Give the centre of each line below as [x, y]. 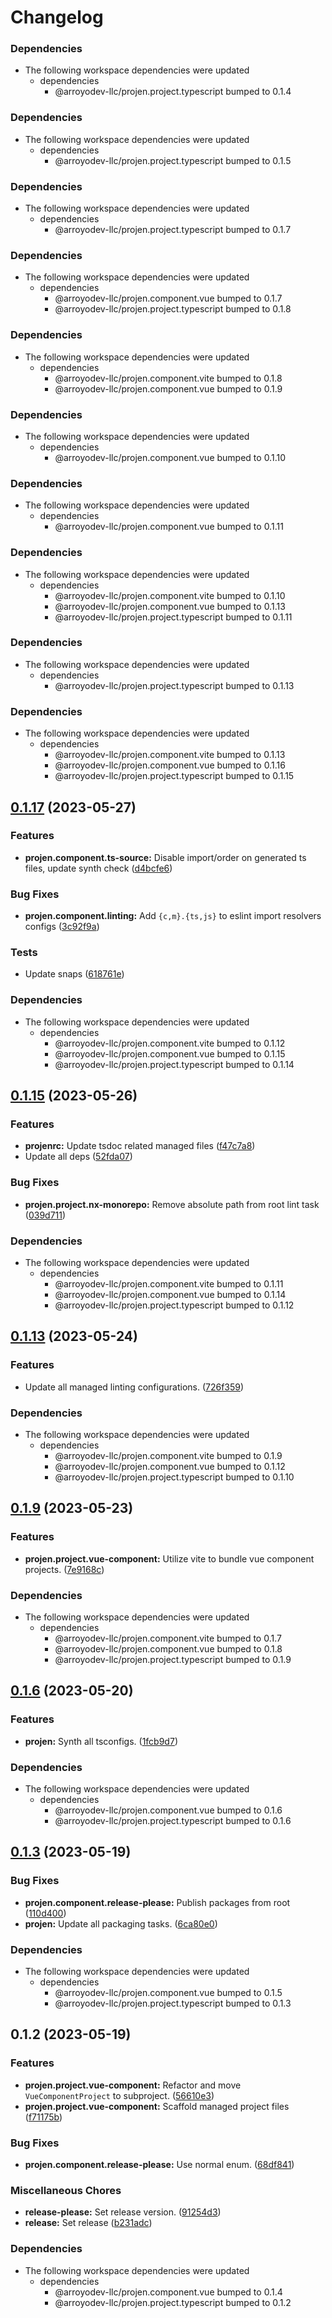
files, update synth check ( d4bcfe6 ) [98, 868]
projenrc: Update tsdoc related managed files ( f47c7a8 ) [140, 1146]
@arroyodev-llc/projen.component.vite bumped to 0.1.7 [168, 1638]
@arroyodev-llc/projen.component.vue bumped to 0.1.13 [170, 606]
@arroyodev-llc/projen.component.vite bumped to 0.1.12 [170, 1043]
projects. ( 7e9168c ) [64, 1569]
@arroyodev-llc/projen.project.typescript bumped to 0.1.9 [173, 1659]
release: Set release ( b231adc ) [88, 2223]
